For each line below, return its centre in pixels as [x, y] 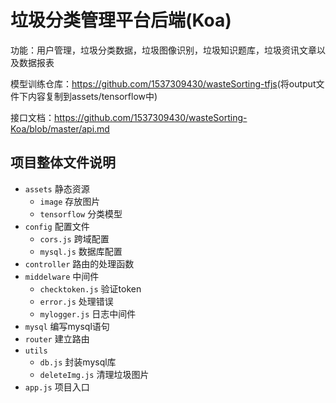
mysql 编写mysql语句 [67, 326]
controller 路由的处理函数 [79, 263]
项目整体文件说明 [63, 162]
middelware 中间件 [62, 276]
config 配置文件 [57, 226]
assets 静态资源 [57, 188]
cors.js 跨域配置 [74, 238]
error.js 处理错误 [76, 301]
